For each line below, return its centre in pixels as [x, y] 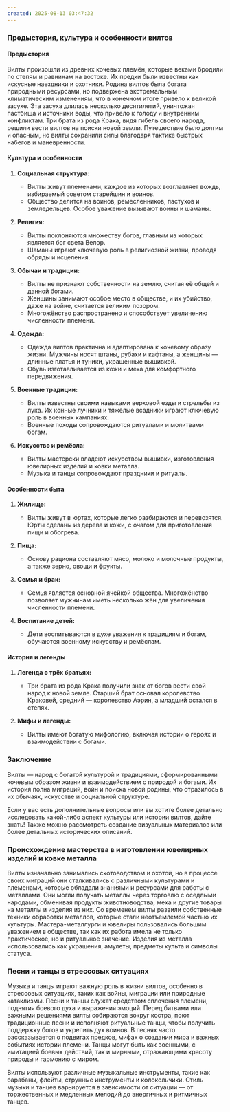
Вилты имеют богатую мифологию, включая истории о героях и [122, 734]
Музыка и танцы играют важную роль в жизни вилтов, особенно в [105, 986]
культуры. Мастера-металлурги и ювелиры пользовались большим [107, 924]
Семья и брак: [39, 580]
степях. [38, 708]
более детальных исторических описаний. [70, 831]
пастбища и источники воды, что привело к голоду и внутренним [103, 113]
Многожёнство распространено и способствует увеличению [117, 313]
